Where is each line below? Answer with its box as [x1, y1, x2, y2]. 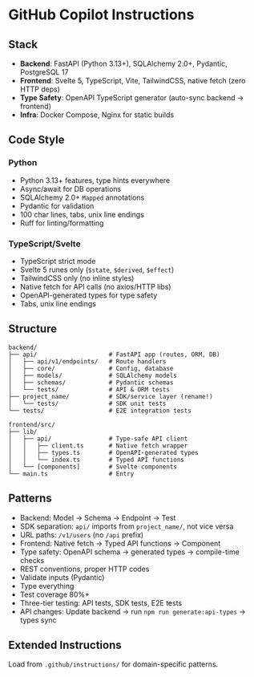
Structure [8, 322, 58, 336]
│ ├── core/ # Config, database [8, 364, 174, 372]
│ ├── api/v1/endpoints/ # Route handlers [8, 357, 167, 366]
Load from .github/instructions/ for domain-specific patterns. [8, 659, 219, 669]
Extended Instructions [8, 638, 122, 651]
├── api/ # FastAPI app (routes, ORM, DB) [8, 351, 220, 359]
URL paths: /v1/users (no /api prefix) [19, 529, 144, 539]
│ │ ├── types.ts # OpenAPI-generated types [8, 448, 199, 456]
